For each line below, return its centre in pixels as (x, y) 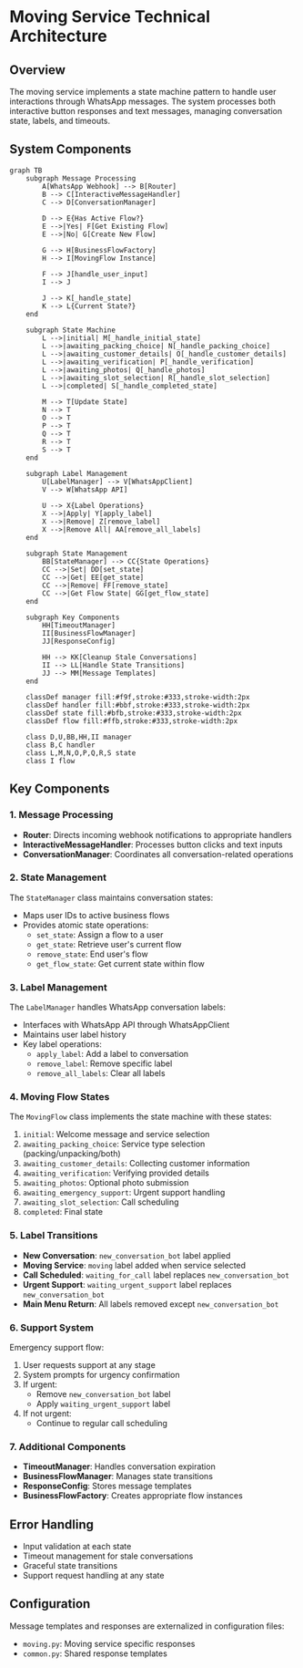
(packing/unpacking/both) (71, 1154)
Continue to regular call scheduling (102, 1423)
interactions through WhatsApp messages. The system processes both (142, 101)
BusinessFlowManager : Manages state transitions (118, 1476)
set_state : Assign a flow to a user (100, 934)
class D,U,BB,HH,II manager (79, 737)
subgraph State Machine (71, 330)
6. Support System (51, 1327)
